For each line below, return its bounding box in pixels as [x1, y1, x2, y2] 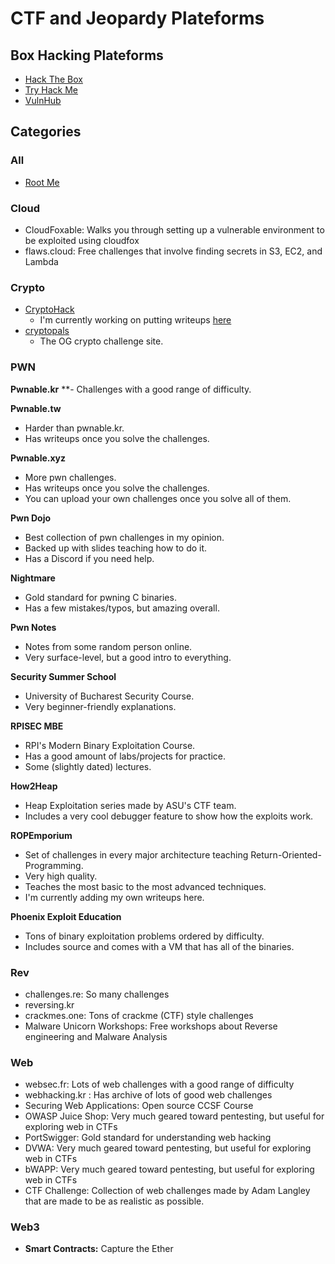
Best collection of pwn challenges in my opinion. [24, 531, 225, 543]
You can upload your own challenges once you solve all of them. [24, 492, 292, 504]
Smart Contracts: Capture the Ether [24, 1243, 174, 1255]
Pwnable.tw [10, 402, 62, 414]
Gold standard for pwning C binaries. [24, 591, 177, 603]
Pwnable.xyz [10, 452, 67, 464]
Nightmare [10, 572, 56, 584]
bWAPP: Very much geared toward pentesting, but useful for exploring [24, 1163, 315, 1176]
